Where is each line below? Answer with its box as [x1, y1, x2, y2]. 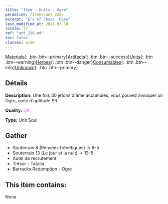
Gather [5, 131, 28, 140]
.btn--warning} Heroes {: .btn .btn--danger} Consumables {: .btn [5, 59, 134, 65]
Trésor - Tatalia [12, 161, 44, 167]
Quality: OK [5, 107, 30, 113]
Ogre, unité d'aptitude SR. [5, 97, 59, 103]
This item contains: [5, 180, 67, 189]
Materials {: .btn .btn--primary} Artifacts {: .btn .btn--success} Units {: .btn [5, 54, 153, 60]
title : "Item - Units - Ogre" [5, 7, 69, 13]
